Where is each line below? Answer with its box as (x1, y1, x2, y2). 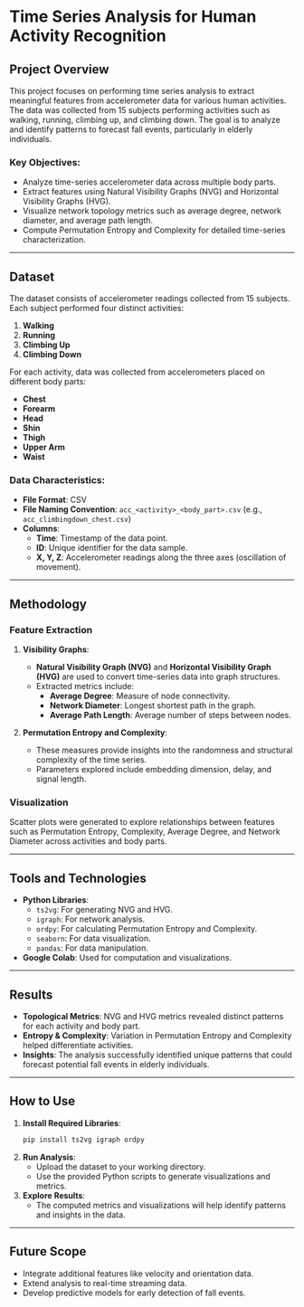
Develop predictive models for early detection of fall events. (22, 1287, 246, 1298)
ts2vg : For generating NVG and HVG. (35, 904, 174, 915)
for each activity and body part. (22, 1020, 141, 1032)
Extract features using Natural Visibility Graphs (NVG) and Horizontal (22, 186, 279, 197)
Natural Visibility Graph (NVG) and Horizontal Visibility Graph (35, 662, 271, 673)
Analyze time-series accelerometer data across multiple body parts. (22, 176, 276, 187)
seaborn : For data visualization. (35, 933, 151, 944)
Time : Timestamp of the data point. (35, 533, 168, 544)
